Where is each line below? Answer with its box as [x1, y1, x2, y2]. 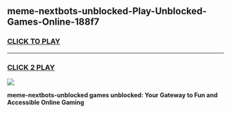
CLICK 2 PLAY [7, 62, 55, 72]
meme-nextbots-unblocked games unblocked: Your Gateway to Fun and [7, 90, 218, 99]
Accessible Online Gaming [7, 98, 85, 106]
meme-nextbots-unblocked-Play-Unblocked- [7, 5, 208, 17]
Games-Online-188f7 [7, 16, 100, 28]
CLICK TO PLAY [7, 37, 60, 47]
